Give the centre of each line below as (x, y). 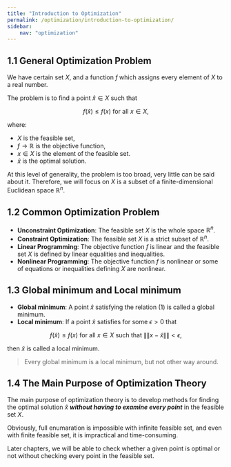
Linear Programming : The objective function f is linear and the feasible (118, 246)
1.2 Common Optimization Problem (83, 212)
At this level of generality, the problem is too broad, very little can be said (111, 175)
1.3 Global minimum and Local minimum (94, 290)
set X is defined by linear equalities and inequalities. (91, 254)
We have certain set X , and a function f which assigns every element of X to (115, 77)
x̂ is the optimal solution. (52, 161)
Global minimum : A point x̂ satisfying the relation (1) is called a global (116, 307)
